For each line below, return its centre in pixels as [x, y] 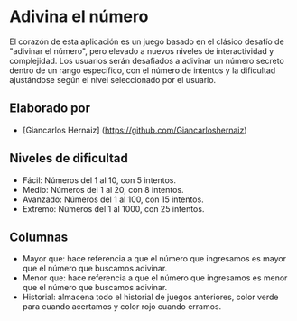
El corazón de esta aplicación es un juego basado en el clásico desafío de [147, 41]
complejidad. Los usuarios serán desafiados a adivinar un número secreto [147, 60]
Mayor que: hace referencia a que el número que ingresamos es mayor [154, 259]
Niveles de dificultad [69, 158]
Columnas [39, 237]
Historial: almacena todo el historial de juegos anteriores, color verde [150, 297]
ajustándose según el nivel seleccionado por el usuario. [113, 79]
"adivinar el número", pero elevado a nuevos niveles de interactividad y [142, 50]
